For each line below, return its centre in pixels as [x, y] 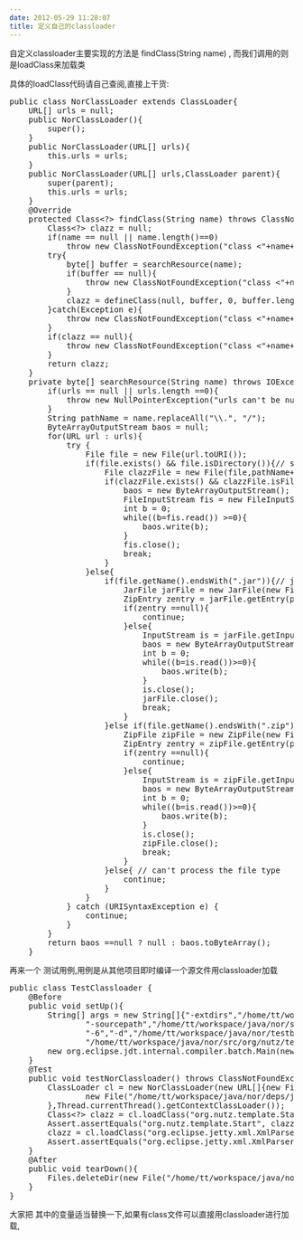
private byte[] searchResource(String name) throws [145, 382]
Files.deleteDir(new [92, 1178]
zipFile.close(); [181, 843]
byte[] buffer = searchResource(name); [155, 264]
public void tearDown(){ [83, 1169]
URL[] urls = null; [71, 110]
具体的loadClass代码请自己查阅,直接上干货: [89, 83]
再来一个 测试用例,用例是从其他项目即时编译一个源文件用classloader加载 [143, 970]
